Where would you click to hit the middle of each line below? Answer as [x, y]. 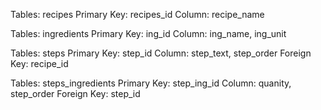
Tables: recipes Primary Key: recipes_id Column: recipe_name [137, 14]
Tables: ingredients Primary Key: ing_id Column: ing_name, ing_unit [148, 33]
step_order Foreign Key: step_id [75, 93]
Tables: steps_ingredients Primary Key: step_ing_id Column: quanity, [151, 83]
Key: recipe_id [39, 63]
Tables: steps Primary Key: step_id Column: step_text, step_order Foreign [161, 53]
